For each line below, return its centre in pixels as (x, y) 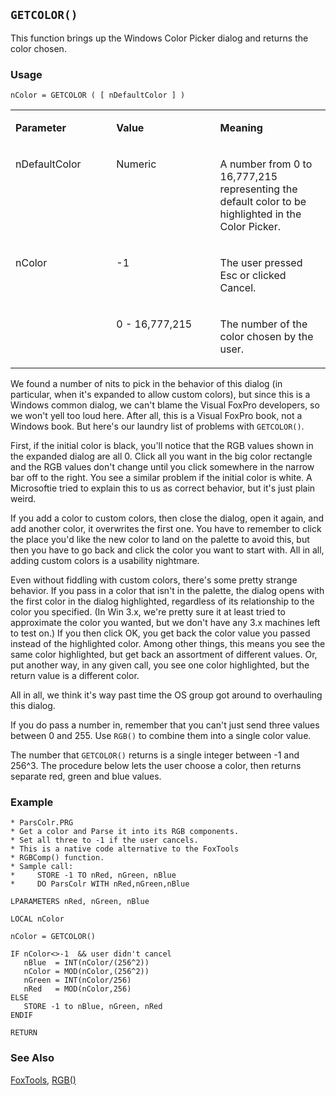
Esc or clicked (253, 276)
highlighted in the (260, 214)
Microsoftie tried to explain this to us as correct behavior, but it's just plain (163, 488)
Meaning (241, 128)
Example (32, 802)
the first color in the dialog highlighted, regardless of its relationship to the (162, 601)
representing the (258, 189)
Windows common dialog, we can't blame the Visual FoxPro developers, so (165, 405)
